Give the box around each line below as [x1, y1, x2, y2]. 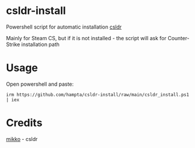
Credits [6, 117, 43, 129]
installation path [21, 41, 60, 48]
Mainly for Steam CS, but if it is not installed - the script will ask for [6, 34, 166, 41]
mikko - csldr [6, 135, 38, 142]
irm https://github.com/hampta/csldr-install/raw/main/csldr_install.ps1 [6, 91, 190, 97]
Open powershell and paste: [6, 80, 74, 87]
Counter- [167, 34, 190, 41]
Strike [6, 41, 20, 48]
